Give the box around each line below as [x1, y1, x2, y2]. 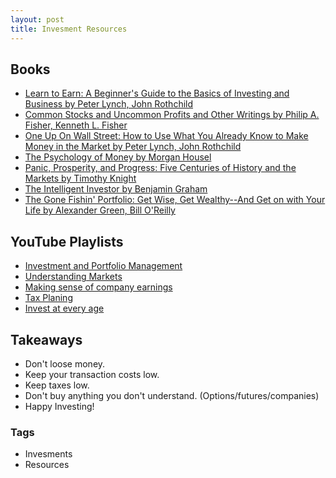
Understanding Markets [24, 271, 123, 283]
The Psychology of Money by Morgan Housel [24, 151, 212, 163]
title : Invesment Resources [10, 24, 128, 34]
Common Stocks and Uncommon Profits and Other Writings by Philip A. [24, 109, 320, 121]
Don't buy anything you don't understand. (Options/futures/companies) [24, 389, 320, 401]
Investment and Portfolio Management [24, 260, 183, 272]
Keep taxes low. [24, 379, 90, 391]
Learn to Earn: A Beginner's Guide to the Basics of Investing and [24, 87, 290, 100]
